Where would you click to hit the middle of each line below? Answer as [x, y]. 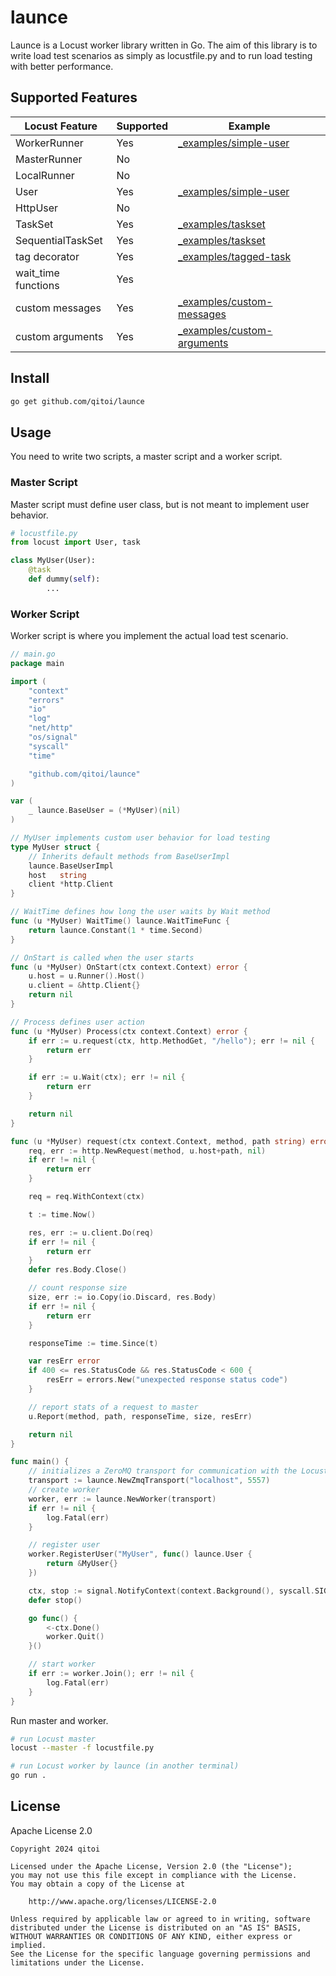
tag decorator [47, 256]
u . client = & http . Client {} [84, 986]
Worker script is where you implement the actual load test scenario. [149, 636]
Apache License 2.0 [51, 1830]
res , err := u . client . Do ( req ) [91, 1232]
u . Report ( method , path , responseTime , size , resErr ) [140, 1416]
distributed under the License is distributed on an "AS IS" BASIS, [156, 1927]
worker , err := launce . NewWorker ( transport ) [122, 1499]
